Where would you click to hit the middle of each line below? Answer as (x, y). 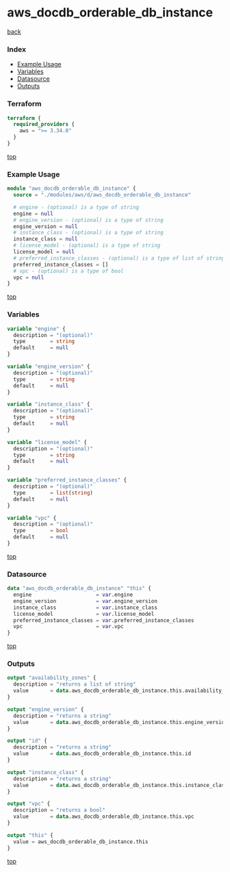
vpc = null (29, 277)
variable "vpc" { (32, 518)
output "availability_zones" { (52, 678)
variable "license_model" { (47, 442)
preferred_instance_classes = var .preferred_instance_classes (104, 620)
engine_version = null (46, 226)
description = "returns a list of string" (75, 684)
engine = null (33, 214)
